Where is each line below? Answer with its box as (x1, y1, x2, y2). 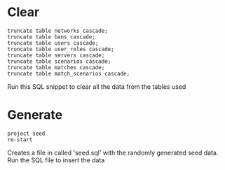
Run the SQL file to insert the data (7, 155, 105, 164)
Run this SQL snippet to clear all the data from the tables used (7, 82, 186, 91)
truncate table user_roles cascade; (7, 45, 114, 52)
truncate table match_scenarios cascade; (7, 70, 130, 77)
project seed (7, 130, 46, 137)
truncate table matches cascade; (7, 64, 105, 71)
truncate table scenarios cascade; (7, 57, 111, 65)
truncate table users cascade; (7, 39, 99, 46)
